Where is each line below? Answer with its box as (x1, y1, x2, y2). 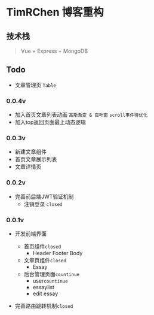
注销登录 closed (23, 200, 63, 207)
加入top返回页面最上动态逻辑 (14, 119, 87, 126)
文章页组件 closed (23, 257, 67, 263)
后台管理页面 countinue (23, 271, 80, 277)
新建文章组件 (14, 148, 47, 156)
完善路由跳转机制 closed (14, 302, 73, 309)
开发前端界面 (14, 230, 47, 237)
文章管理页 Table (14, 81, 57, 89)
